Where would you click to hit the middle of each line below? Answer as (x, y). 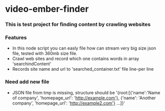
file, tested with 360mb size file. (45, 54)
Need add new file (27, 82)
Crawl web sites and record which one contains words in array (76, 59)
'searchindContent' (32, 64)
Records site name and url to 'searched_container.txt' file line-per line (83, 69)
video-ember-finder (47, 9)
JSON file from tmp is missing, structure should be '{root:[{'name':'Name (86, 92)
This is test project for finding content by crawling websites (78, 25)
